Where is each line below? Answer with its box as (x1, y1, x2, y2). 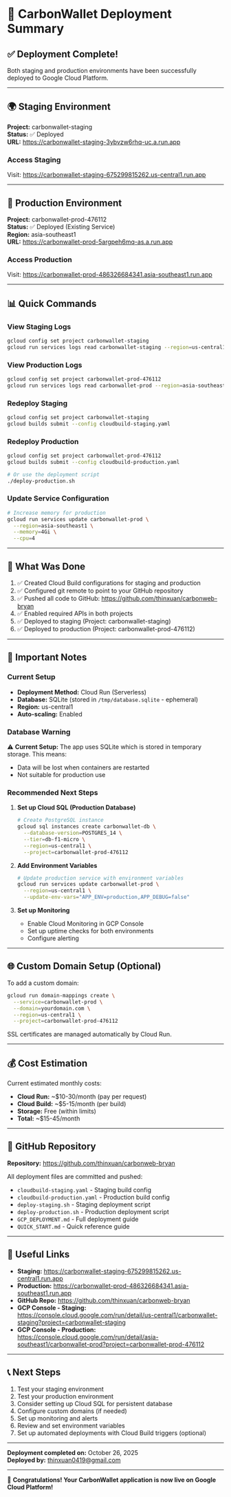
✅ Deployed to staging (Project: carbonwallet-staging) (16, 617, 171, 626)
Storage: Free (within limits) (16, 1107, 96, 1116)
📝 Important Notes (7, 652, 87, 663)
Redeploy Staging (7, 399, 68, 408)
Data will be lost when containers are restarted (16, 763, 150, 772)
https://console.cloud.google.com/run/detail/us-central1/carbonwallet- (16, 1310, 218, 1319)
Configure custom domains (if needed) (16, 1407, 127, 1415)
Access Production (7, 255, 72, 264)
